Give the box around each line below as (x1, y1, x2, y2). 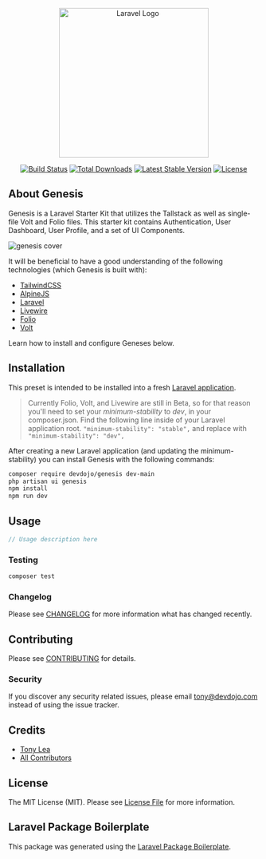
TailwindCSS (19, 280, 62, 290)
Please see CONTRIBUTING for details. (8, 654, 137, 663)
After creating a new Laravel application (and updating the (8, 445, 199, 455)
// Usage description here (8, 535, 98, 543)
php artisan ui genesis (8, 477, 88, 485)
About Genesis (8, 188, 84, 201)
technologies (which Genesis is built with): (8, 264, 147, 275)
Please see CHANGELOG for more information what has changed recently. (8, 609, 252, 619)
